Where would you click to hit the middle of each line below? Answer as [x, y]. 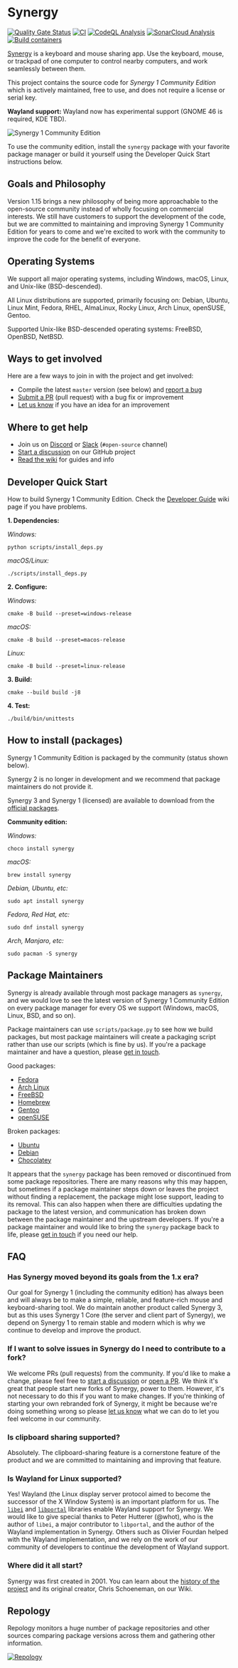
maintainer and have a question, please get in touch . [84, 1052]
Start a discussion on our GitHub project [76, 452]
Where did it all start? [45, 1565]
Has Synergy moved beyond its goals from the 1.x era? [103, 1277]
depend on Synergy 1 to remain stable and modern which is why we [107, 1323]
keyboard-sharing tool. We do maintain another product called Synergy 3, [115, 1308]
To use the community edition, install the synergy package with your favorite [119, 146]
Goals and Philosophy [57, 184]
